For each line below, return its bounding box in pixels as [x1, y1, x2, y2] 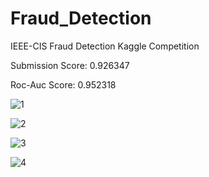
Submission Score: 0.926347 [10, 59, 130, 71]
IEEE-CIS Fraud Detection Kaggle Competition [10, 40, 200, 52]
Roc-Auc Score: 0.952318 [10, 78, 117, 91]
